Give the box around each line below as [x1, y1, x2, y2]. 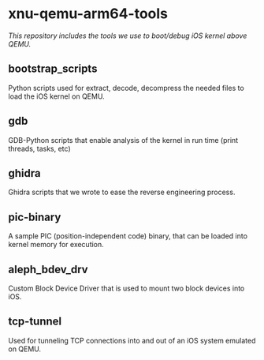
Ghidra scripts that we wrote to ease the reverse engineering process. [8, 187, 236, 197]
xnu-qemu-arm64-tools [8, 5, 168, 23]
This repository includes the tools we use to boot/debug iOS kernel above [8, 31, 247, 40]
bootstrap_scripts [8, 62, 98, 76]
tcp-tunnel [8, 315, 62, 328]
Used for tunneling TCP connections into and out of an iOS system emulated [8, 336, 256, 345]
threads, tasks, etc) [8, 144, 71, 153]
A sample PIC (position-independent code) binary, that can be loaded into [8, 231, 248, 241]
